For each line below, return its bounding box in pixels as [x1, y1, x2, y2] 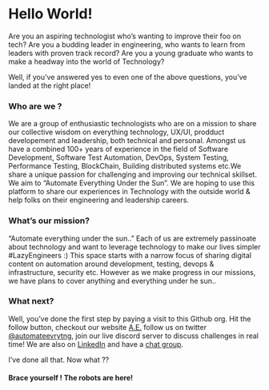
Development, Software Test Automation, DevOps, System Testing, [8, 153, 230, 162]
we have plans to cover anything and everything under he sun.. [8, 276, 217, 285]
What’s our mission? [8, 215, 90, 226]
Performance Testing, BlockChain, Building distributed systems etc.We [8, 161, 242, 171]
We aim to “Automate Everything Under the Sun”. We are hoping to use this [8, 178, 255, 188]
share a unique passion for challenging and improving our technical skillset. [8, 169, 258, 180]
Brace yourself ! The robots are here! [8, 373, 134, 383]
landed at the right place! [8, 81, 91, 90]
